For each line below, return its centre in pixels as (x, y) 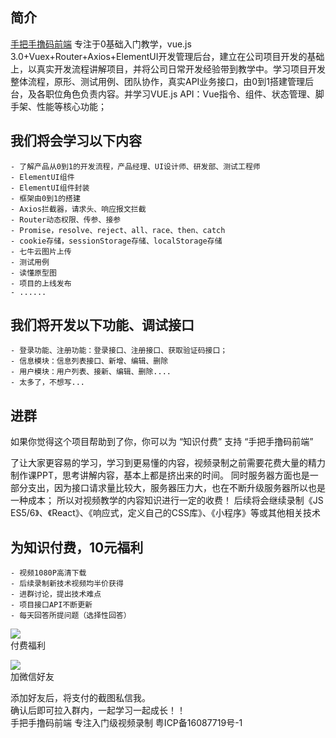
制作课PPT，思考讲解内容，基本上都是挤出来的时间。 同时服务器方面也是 (160, 475)
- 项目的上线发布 (41, 283)
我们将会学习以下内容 (76, 141)
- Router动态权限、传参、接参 (66, 219)
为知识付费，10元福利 (77, 547)
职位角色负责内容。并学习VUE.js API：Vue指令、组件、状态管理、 (180, 94)
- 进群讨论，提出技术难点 (56, 594)
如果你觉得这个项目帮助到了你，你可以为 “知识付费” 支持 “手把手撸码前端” (162, 442)
